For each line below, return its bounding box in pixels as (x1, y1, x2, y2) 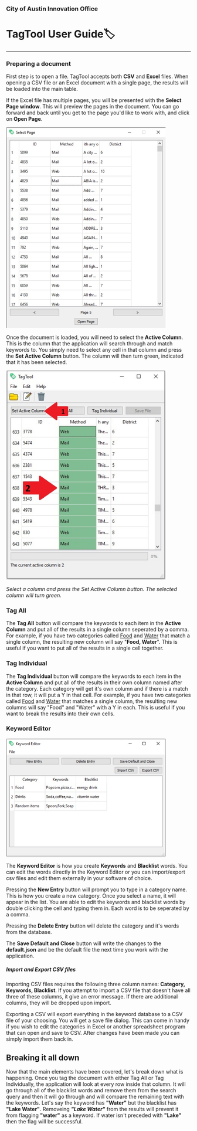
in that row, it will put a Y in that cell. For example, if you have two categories (6, 691, 191, 698)
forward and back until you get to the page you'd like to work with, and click (6, 109, 189, 116)
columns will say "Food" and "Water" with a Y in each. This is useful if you (6, 704, 185, 711)
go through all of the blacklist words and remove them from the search (6, 1087, 176, 1094)
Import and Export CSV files (6, 966, 76, 973)
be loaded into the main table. (6, 86, 78, 93)
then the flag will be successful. (6, 1118, 83, 1125)
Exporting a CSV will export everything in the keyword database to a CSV (6, 1011, 183, 1018)
